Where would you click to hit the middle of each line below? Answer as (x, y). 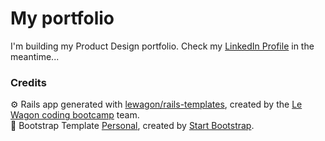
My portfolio (62, 18)
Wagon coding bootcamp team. (75, 115)
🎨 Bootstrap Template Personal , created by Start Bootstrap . (132, 126)
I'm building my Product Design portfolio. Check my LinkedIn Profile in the (162, 46)
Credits (28, 82)
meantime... (35, 56)
